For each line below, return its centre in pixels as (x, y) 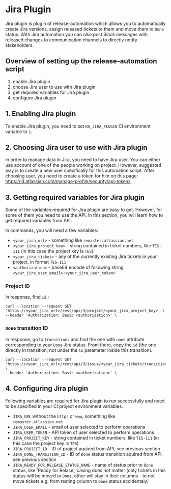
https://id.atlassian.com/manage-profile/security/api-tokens (68, 182)
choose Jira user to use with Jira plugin (54, 87)
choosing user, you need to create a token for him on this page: (72, 176)
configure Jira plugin (34, 97)
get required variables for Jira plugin (51, 92)
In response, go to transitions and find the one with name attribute (75, 339)
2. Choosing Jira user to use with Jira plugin (76, 147)
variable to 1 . (19, 132)
